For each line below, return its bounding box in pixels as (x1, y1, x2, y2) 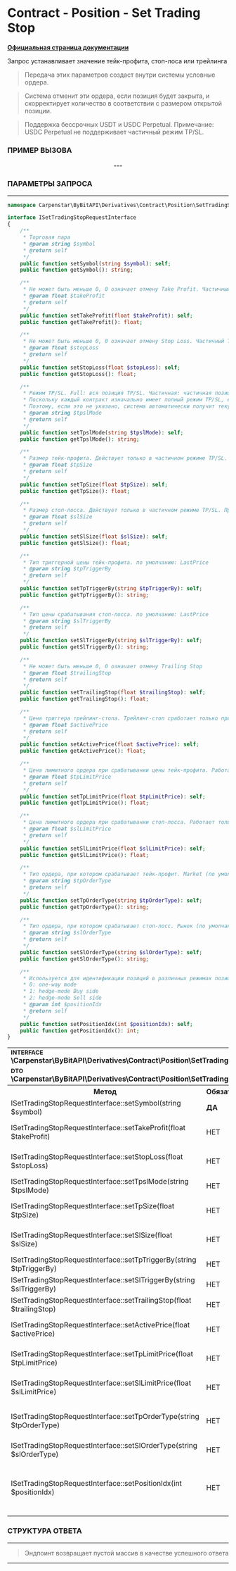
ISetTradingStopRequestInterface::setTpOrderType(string (11, 1412, 200, 1422)
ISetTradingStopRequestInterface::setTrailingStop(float (11, 1296, 192, 1306)
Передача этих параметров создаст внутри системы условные (24, 70, 216, 79)
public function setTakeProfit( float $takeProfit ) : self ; (20, 312, 193, 319)
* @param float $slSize (22, 513, 93, 520)
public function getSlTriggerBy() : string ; (20, 644, 150, 651)
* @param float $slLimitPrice (22, 825, 112, 832)
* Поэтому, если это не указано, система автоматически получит (22, 403, 216, 410)
